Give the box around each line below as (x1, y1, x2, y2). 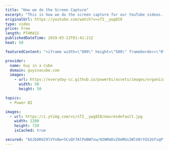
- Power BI (10, 100, 33, 105)
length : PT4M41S (5, 31, 39, 36)
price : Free (5, 26, 30, 31)
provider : (5, 58, 26, 63)
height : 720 (14, 123, 39, 128)
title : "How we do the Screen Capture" (5, 7, 89, 13)
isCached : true (14, 128, 46, 133)
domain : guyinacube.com (10, 67, 59, 73)
